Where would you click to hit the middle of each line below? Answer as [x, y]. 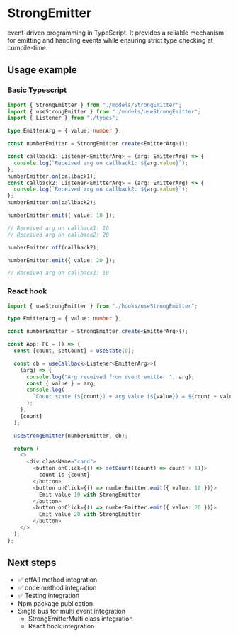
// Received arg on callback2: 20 [58, 235]
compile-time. [28, 47]
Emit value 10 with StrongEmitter [90, 495]
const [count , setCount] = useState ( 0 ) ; [74, 351]
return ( [27, 449]
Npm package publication [55, 604]
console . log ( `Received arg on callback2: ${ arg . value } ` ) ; [101, 189]
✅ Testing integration [49, 596]
